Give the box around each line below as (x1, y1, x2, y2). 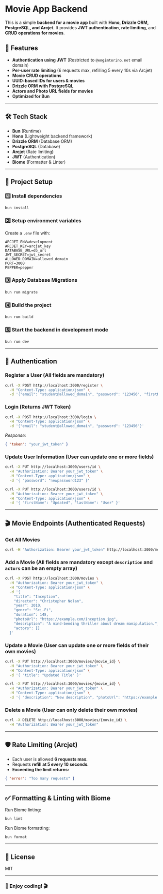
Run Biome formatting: (5, 825, 50, 831)
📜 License (5, 853, 35, 861)
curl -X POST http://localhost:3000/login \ (5, 414, 97, 420)
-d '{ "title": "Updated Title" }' (9, 673, 81, 678)
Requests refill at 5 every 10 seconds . (12, 761, 89, 767)
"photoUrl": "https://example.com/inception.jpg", (14, 617, 118, 622)
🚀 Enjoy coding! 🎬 (5, 882, 48, 889)
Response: (5, 432, 26, 438)
